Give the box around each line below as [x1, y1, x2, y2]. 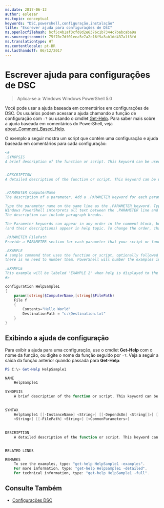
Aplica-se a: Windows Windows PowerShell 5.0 [17, 96, 112, 102]
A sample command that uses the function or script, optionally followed [5, 253, 159, 257]
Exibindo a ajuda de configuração [5, 334, 109, 343]
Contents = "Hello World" [22, 307, 71, 312]
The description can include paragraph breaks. [5, 212, 104, 218]
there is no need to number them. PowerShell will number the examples [5, 257, 154, 262]
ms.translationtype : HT [5, 39, 54, 44]
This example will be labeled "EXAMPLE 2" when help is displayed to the [5, 271, 159, 276]
